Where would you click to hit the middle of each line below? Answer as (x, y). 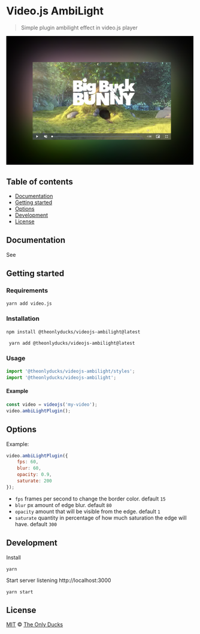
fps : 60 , (28, 462)
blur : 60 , (29, 468)
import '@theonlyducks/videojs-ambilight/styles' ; (71, 371)
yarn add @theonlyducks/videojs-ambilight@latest (72, 343)
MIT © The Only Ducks (35, 624)
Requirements (27, 290)
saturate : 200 (34, 481)
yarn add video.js (29, 304)
